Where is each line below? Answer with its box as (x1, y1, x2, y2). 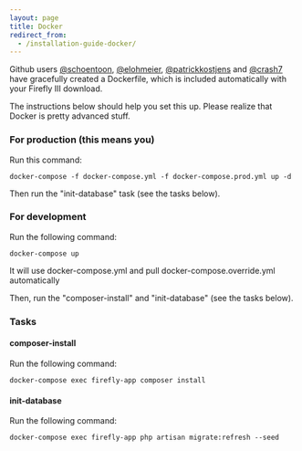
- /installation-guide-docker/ (17, 38, 137, 48)
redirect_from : (9, 30, 68, 39)
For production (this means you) (9, 133, 155, 146)
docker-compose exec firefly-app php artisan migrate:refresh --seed (9, 433, 280, 443)
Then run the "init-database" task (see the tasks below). (9, 188, 221, 199)
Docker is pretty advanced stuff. (9, 110, 130, 121)
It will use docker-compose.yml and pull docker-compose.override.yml (9, 265, 276, 276)
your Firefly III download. (9, 83, 103, 94)
